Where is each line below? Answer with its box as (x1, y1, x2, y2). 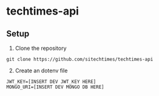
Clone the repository (15, 44, 67, 52)
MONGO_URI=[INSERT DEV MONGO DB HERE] (6, 84, 104, 90)
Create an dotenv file (15, 67, 68, 74)
